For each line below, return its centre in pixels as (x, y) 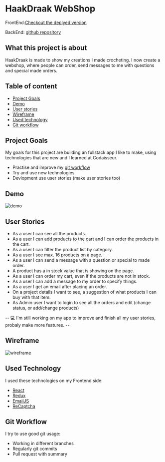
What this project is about (46, 48)
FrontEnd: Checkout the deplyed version (46, 22)
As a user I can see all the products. (49, 233)
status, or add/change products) (46, 308)
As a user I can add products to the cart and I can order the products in (85, 239)
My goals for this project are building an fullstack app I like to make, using (81, 152)
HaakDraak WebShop (50, 9)
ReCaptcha (24, 406)
